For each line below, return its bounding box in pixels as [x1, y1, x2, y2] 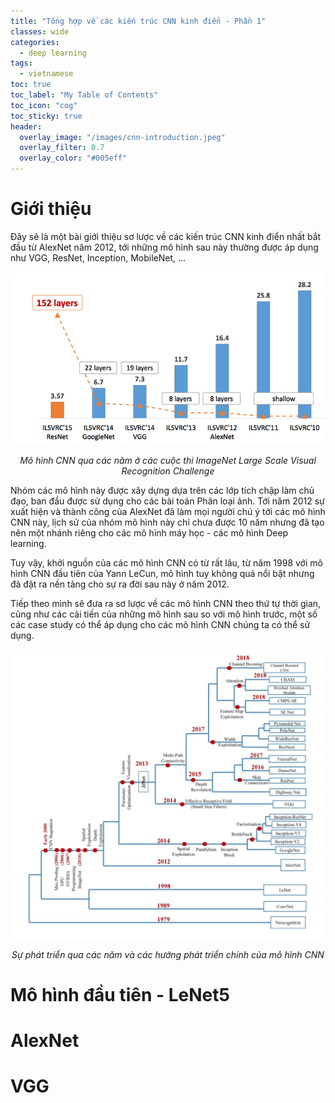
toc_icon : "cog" [10, 100, 78, 110]
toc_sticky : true [10, 111, 83, 121]
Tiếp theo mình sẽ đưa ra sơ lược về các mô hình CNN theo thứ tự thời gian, [10, 598, 322, 610]
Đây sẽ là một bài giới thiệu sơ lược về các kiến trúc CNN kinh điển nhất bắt [10, 230, 322, 242]
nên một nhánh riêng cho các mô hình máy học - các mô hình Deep [10, 527, 289, 539]
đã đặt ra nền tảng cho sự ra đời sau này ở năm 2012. [10, 578, 230, 590]
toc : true [10, 80, 52, 90]
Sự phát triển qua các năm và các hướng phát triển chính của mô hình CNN [11, 948, 325, 960]
